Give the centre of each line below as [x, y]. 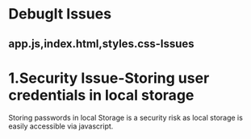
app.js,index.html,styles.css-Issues [102, 44]
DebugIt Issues [60, 14]
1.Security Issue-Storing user [109, 78]
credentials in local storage [101, 95]
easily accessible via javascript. [61, 126]
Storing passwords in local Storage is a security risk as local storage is [126, 117]
